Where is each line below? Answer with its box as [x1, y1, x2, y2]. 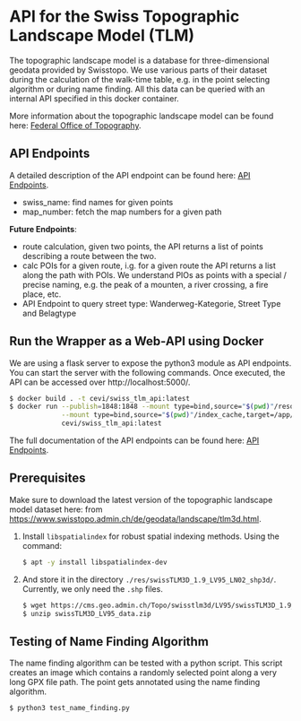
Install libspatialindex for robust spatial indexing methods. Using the [21, 531, 280, 542]
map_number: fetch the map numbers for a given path [21, 206, 222, 217]
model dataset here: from [9, 504, 103, 515]
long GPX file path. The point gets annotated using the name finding [9, 677, 261, 688]
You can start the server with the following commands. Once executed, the [9, 367, 286, 378]
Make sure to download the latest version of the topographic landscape [9, 494, 273, 505]
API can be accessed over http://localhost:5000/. [9, 377, 191, 387]
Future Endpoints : [9, 223, 78, 234]
